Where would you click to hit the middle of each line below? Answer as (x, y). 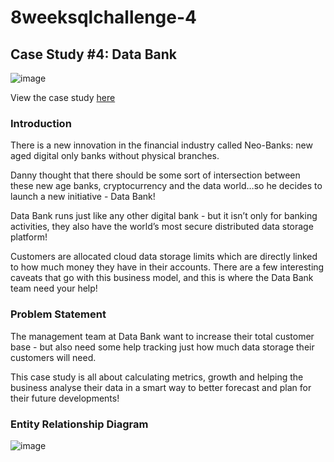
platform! (29, 237)
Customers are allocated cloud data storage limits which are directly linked (164, 257)
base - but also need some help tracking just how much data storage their (162, 347)
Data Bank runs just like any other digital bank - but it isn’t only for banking (164, 216)
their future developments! (65, 398)
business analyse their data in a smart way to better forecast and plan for (161, 387)
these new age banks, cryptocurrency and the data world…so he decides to (166, 186)
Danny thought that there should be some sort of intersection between (155, 175)
